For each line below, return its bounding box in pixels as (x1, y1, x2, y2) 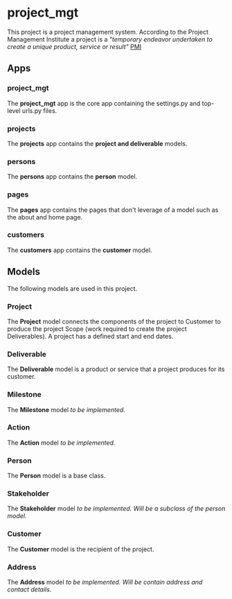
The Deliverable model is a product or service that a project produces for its (7, 365, 225, 373)
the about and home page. (7, 213, 83, 221)
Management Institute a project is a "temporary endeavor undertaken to (7, 35, 213, 43)
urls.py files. (21, 106, 57, 115)
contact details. (7, 585, 52, 593)
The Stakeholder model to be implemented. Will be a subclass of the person (7, 504, 226, 513)
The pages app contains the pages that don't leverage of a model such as (7, 206, 219, 214)
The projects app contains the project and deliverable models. (7, 139, 188, 147)
